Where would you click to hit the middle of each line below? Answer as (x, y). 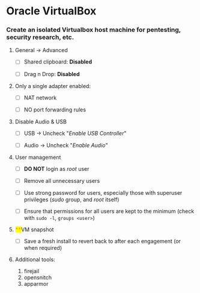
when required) (43, 248)
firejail (32, 271)
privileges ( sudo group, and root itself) (71, 200)
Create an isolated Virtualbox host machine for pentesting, (94, 30)
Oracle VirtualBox (51, 11)
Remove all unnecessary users (62, 180)
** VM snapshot (34, 229)
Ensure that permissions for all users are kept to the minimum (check (109, 212)
